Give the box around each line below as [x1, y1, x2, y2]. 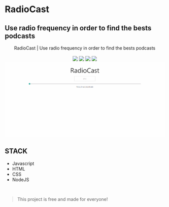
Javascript [12, 160, 35, 167]
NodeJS [12, 176, 29, 183]
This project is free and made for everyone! [17, 196, 108, 202]
